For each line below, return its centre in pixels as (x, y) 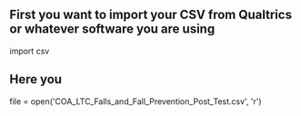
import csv (30, 51)
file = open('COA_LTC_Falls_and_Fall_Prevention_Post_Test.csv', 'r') (135, 101)
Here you (35, 79)
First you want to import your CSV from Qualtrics (151, 15)
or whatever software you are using (112, 29)
